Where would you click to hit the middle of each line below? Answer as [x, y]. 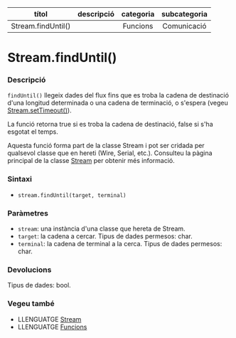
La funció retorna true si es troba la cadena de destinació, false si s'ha [110, 125]
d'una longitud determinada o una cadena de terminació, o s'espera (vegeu [118, 103]
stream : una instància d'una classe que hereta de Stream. [102, 229]
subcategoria [184, 14]
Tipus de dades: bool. [39, 285]
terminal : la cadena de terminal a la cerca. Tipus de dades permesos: [120, 244]
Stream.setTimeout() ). [40, 110]
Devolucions [29, 270]
